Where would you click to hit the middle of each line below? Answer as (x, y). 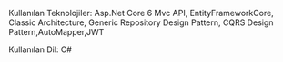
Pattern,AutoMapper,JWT (56, 32)
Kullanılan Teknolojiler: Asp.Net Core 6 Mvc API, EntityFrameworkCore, (141, 13)
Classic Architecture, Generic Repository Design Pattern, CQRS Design (141, 22)
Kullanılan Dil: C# (40, 49)
